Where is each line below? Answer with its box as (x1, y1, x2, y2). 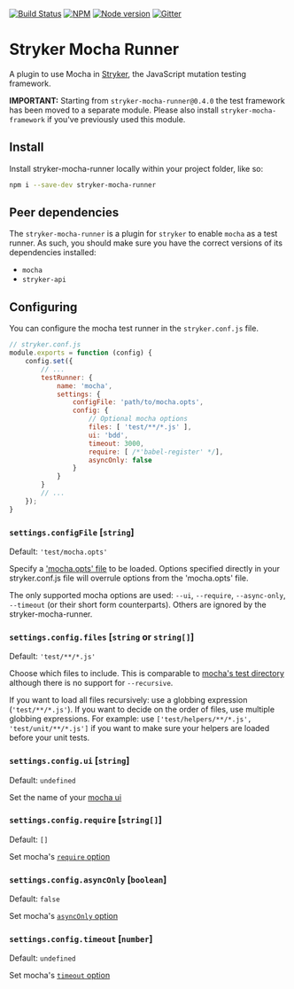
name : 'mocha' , (56, 381, 113, 390)
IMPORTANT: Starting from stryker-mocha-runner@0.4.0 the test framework (9, 95, 286, 105)
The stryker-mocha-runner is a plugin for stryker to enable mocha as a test (9, 229, 278, 239)
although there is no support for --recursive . (9, 678, 174, 689)
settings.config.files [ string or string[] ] (9, 630, 195, 642)
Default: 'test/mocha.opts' (9, 546, 108, 557)
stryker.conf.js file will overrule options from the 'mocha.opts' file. (9, 572, 250, 583)
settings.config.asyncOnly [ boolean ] (9, 873, 167, 885)
